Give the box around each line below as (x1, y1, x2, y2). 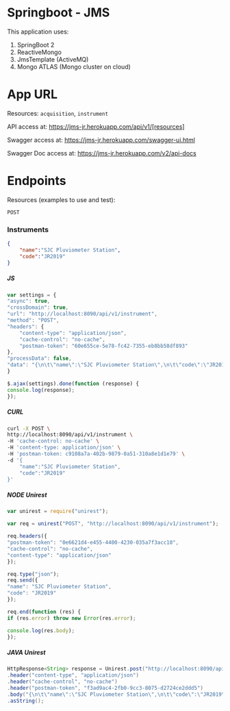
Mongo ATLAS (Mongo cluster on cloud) (16, 62, 131, 71)
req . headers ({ (7, 533, 48, 540)
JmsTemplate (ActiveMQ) (16, 55, 89, 63)
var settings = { (7, 291, 57, 299)
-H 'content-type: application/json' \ (7, 444, 121, 451)
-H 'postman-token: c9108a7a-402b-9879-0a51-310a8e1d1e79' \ (7, 451, 186, 458)
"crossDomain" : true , (7, 304, 69, 311)
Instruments (7, 225, 49, 234)
